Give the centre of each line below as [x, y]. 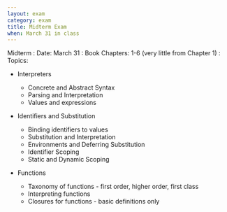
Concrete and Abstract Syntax [71, 87]
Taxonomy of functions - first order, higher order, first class [113, 187]
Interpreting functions [59, 194]
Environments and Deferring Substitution [86, 145]
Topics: [18, 61]
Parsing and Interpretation [65, 95]
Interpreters [34, 74]
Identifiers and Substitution [56, 116]
